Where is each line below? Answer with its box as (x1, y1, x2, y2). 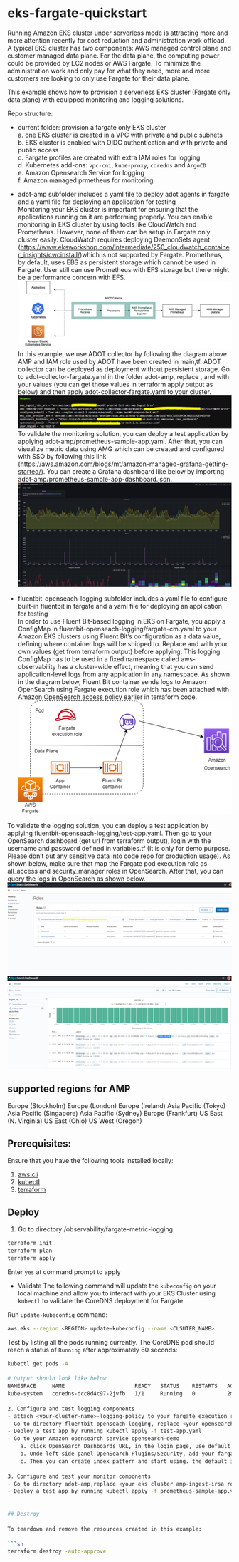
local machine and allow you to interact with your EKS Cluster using (17, 1288, 216, 1298)
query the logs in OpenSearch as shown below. (7, 874, 146, 883)
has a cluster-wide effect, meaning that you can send (57, 663, 214, 671)
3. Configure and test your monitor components (7, 1473, 152, 1480)
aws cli (17, 1170, 39, 1179)
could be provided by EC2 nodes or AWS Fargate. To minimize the (7, 58, 201, 67)
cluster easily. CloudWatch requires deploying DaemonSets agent (17, 235, 211, 244)
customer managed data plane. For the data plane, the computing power (7, 51, 220, 60)
